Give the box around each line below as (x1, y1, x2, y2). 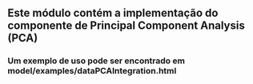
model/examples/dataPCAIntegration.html (7, 66, 177, 77)
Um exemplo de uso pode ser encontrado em (7, 55, 186, 66)
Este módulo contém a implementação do (7, 6, 219, 20)
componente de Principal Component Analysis (7, 19, 245, 33)
